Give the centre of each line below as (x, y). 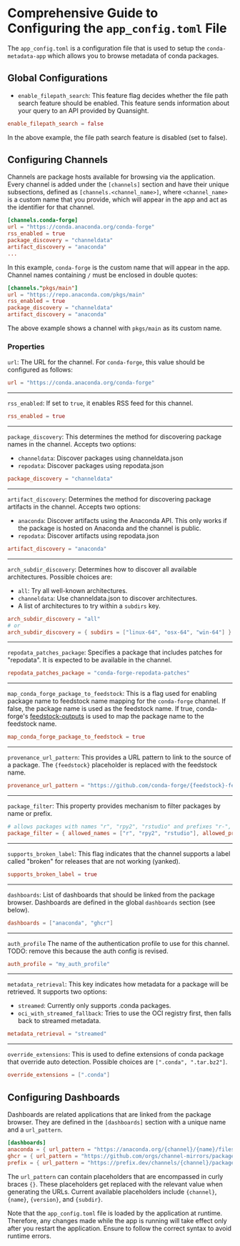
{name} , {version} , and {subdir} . (55, 1199)
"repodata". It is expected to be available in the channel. (90, 660)
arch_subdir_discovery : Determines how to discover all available (102, 569)
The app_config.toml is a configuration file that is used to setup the (106, 48)
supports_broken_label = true (52, 874)
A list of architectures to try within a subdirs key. (89, 606)
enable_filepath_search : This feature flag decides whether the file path (123, 95)
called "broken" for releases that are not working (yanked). (94, 861)
